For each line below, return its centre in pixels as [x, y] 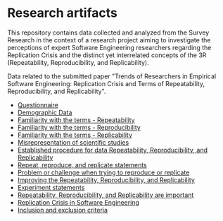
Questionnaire [38, 104]
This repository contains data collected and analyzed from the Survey [108, 32]
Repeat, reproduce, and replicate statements [82, 165]
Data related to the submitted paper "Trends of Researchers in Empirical [112, 76]
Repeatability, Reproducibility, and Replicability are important [106, 195]
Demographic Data [45, 112]
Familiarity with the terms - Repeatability [76, 120]
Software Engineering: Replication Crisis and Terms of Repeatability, [106, 83]
